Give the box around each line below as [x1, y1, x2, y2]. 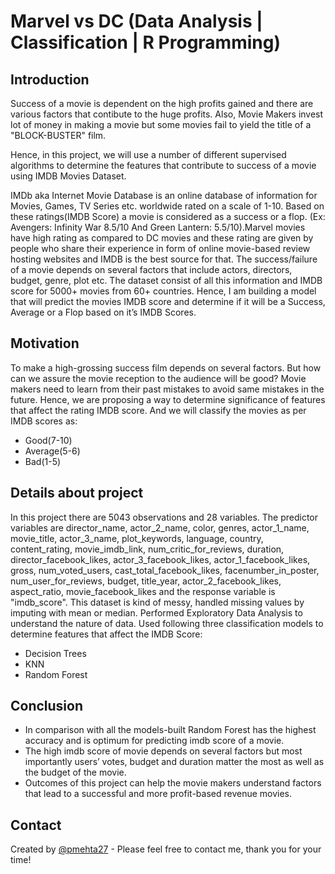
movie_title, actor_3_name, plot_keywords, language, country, [10, 532, 264, 544]
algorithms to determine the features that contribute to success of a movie [10, 160, 317, 171]
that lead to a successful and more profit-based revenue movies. [24, 788, 293, 800]
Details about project [10, 485, 144, 502]
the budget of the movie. [24, 766, 127, 779]
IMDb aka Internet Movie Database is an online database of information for [10, 190, 318, 201]
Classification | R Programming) [10, 31, 281, 54]
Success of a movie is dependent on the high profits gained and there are [10, 98, 314, 109]
